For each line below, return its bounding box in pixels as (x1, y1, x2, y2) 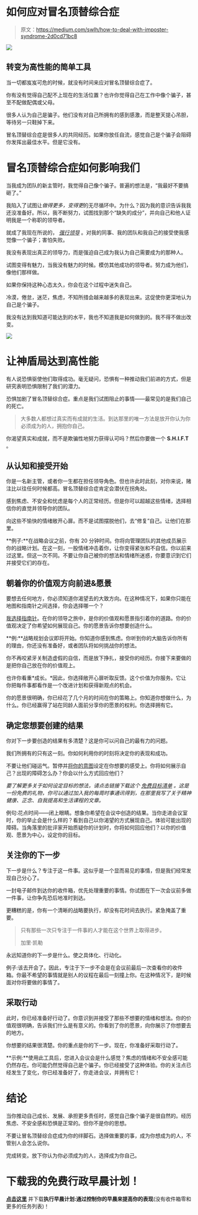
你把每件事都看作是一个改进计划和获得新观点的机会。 (6, 682, 135, 689)
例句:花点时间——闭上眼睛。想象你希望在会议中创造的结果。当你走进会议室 (6, 810, 188, 817)
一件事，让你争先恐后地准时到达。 (6, 894, 89, 901)
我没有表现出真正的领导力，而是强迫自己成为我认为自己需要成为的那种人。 (6, 248, 186, 256)
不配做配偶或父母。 (11, 98, 58, 106)
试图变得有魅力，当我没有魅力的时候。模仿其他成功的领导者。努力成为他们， (6, 261, 192, 268)
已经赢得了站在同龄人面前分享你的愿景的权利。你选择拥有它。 (26, 701, 176, 709)
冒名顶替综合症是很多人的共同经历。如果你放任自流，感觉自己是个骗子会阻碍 (6, 131, 192, 138)
